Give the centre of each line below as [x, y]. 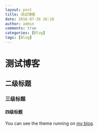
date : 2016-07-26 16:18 [30, 19]
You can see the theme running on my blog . [49, 123]
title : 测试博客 [20, 14]
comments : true [21, 28]
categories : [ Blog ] [25, 33]
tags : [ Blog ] [19, 38]
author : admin [20, 24]
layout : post [19, 10]
